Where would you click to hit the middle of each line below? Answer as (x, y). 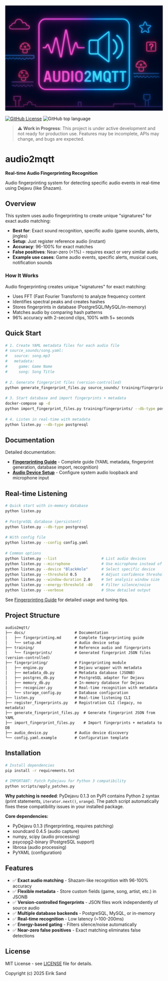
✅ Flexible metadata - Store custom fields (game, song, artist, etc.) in (84, 891)
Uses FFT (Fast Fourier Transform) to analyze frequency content (79, 296)
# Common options (23, 554)
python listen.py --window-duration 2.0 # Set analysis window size (82, 580)
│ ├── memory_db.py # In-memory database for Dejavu (74, 683)
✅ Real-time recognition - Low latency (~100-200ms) (68, 918)
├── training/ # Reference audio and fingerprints (78, 648)
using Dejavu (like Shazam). (34, 188)
